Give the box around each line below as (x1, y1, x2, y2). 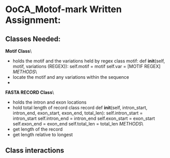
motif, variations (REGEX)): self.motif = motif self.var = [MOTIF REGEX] (12, 64, 161, 69)
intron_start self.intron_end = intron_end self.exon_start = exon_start (12, 115, 155, 121)
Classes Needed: (5, 35, 61, 43)
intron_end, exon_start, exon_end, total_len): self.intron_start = (12, 110, 143, 116)
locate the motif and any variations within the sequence (12, 74, 129, 80)
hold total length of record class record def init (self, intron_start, (12, 105, 148, 110)
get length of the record (12, 126, 63, 132)
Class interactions (5, 146, 65, 155)
